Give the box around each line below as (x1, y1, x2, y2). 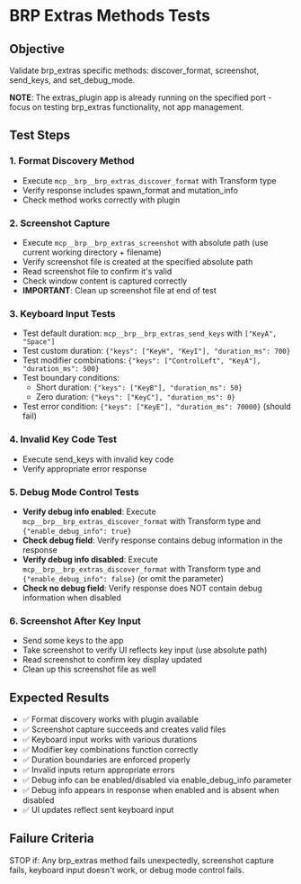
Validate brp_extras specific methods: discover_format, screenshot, (9, 65, 259, 76)
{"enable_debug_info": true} (22, 527, 132, 536)
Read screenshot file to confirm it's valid (22, 266, 173, 276)
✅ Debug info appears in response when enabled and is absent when (22, 784, 280, 795)
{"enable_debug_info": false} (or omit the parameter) (22, 573, 225, 583)
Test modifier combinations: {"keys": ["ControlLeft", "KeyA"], (22, 355, 261, 365)
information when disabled (22, 591, 121, 603)
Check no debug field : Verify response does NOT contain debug (22, 582, 263, 593)
